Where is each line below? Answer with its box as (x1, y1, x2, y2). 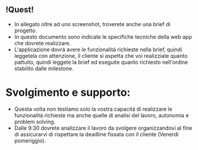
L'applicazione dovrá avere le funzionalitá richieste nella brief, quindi (14, 46, 183, 53)
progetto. (14, 27, 37, 34)
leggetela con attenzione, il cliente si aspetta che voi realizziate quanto (14, 52, 188, 59)
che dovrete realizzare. (14, 39, 71, 46)
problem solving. (14, 118, 56, 125)
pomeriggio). (14, 137, 46, 144)
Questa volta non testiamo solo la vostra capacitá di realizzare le (14, 105, 173, 112)
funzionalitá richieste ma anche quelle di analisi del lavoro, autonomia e (14, 111, 189, 118)
